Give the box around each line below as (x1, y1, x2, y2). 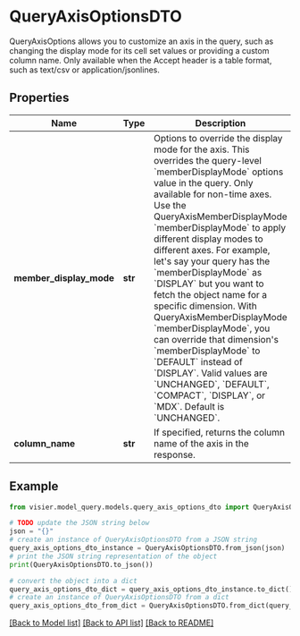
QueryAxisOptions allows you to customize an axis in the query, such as (9, 36, 274, 47)
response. (153, 448, 196, 461)
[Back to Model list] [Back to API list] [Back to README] (9, 617, 214, 628)
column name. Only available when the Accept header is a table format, (9, 55, 272, 65)
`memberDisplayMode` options (153, 165, 284, 178)
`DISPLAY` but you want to (153, 277, 265, 290)
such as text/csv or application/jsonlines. (9, 64, 161, 75)
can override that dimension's (153, 333, 279, 345)
